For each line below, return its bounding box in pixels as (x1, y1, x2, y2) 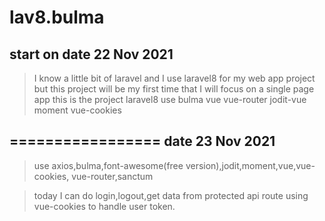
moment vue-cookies (33, 104, 122, 116)
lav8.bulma (9, 6, 105, 29)
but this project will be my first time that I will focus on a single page (33, 83, 315, 95)
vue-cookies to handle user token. (33, 200, 176, 212)
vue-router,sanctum (71, 170, 154, 182)
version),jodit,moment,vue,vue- (185, 159, 316, 171)
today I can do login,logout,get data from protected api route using (33, 189, 309, 201)
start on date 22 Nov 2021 (9, 46, 174, 63)
